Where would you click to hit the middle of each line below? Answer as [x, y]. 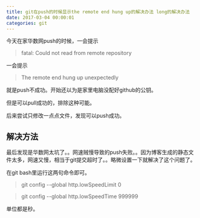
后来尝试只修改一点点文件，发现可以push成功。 [66, 116]
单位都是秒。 [22, 209]
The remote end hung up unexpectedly [70, 78]
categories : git [27, 23]
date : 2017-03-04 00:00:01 [40, 18]
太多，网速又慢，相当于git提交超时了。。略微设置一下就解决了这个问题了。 [103, 160]
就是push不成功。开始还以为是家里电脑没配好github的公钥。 [82, 90]
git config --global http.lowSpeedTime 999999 [79, 196]
